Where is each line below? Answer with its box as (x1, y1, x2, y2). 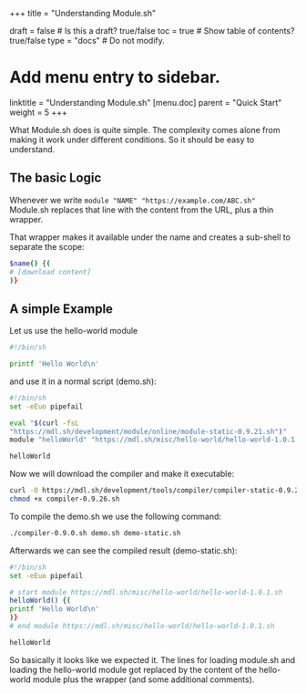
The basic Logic (9, 171, 102, 186)
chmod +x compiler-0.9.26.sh (9, 494, 120, 504)
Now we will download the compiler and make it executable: (9, 469, 235, 480)
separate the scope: (9, 241, 85, 252)
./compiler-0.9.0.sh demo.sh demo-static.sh (9, 528, 181, 537)
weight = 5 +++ (9, 107, 68, 118)
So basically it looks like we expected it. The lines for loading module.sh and (9, 654, 296, 665)
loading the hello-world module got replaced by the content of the (9, 664, 258, 675)
